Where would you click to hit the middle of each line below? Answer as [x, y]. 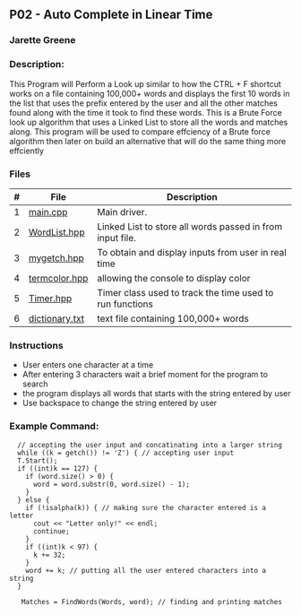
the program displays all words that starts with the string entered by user [156, 394]
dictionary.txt [56, 318]
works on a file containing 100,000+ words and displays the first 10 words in [150, 93]
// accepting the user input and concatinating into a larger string [150, 445]
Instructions [37, 345]
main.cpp [48, 212]
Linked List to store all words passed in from [190, 226]
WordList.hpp [56, 232]
